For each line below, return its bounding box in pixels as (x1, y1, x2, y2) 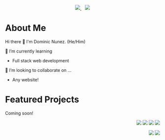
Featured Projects (5, 94, 80, 105)
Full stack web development (12, 57, 69, 63)
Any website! (12, 77, 39, 83)
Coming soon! (5, 110, 33, 116)
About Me (5, 23, 46, 34)
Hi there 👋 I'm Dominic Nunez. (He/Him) (5, 38, 86, 44)
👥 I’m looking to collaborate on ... (5, 67, 72, 73)
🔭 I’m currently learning (5, 48, 53, 54)
